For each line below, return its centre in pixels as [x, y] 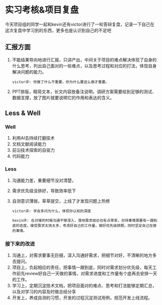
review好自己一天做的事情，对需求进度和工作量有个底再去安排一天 [91, 273]
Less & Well [23, 113]
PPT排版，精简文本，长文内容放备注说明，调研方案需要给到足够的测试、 [84, 91]
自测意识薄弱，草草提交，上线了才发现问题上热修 [61, 201]
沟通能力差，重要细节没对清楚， [44, 180]
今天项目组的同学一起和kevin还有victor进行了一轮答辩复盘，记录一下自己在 [80, 24]
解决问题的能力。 [29, 72]
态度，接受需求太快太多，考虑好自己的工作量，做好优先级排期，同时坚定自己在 [86, 225]
